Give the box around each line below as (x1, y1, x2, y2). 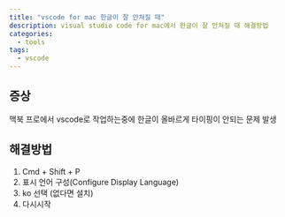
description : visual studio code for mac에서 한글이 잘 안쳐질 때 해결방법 (9, 21, 269, 30)
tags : (9, 46, 29, 55)
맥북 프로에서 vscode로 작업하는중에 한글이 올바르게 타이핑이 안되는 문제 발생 (9, 114, 277, 124)
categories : (9, 29, 53, 38)
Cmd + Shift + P (21, 166, 81, 176)
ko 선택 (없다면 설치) (21, 187, 94, 198)
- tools (17, 37, 46, 47)
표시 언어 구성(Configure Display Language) (21, 176, 180, 187)
